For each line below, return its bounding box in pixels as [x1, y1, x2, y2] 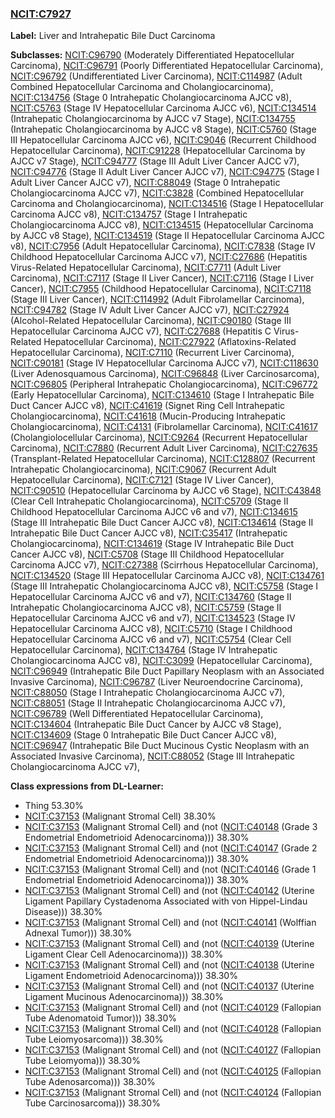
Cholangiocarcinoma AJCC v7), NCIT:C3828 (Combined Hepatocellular [10, 187, 305, 199]
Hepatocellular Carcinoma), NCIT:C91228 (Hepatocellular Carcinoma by [10, 145, 306, 157]
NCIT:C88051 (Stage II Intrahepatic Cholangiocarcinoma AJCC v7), [10, 697, 286, 709]
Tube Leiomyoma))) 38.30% [24, 1055, 141, 1067]
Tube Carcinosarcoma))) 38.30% [24, 1097, 161, 1109]
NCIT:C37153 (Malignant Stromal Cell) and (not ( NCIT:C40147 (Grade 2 [24, 842, 318, 854]
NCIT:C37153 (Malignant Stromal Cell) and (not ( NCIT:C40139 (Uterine [24, 938, 315, 950]
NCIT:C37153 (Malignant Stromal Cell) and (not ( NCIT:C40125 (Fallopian [24, 1065, 322, 1077]
